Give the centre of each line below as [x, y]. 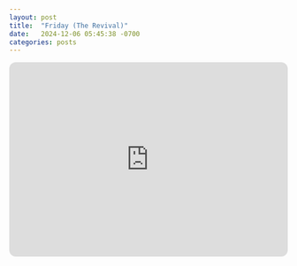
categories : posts [43, 42]
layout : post [33, 17]
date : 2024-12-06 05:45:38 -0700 [75, 34]
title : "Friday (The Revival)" [69, 26]
